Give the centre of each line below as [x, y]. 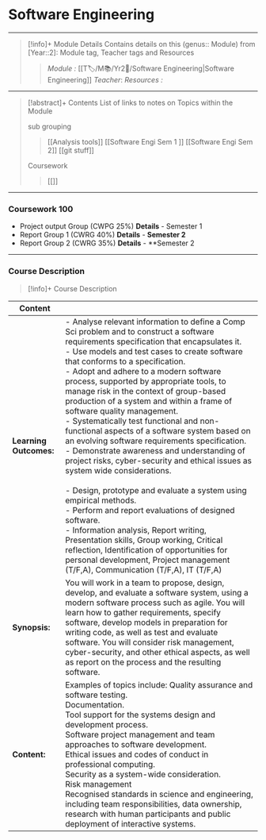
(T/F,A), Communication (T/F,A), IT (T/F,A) [143, 569]
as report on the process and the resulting [143, 662]
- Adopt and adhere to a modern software [143, 371]
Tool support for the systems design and [140, 715]
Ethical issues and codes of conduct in [137, 754]
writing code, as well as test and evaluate [141, 632]
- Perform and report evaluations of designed [150, 510]
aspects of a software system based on [177, 430]
